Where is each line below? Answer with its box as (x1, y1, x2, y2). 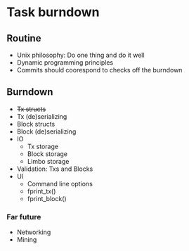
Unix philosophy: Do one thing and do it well (16, 51, 145, 59)
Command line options (27, 179, 93, 188)
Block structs (16, 120, 56, 128)
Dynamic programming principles (16, 58, 114, 67)
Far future (6, 212, 41, 221)
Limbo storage (27, 157, 70, 165)
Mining (16, 236, 37, 244)
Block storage (27, 149, 68, 158)
